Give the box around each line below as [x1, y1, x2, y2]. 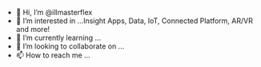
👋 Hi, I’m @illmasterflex [15, 8, 93, 17]
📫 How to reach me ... [15, 50, 90, 60]
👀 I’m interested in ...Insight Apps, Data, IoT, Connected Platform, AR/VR [15, 16, 254, 26]
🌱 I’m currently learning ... [15, 33, 102, 42]
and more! [15, 25, 50, 33]
